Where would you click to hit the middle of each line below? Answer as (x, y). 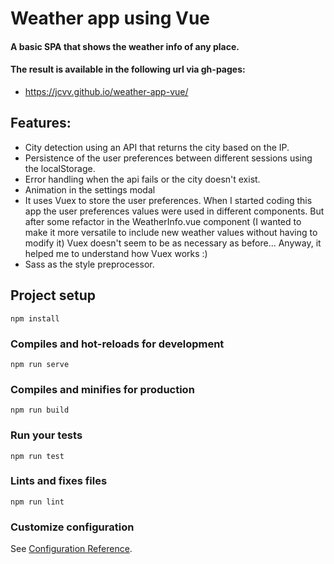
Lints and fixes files (59, 481)
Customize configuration (72, 527)
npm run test (37, 456)
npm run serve (40, 364)
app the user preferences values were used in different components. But (174, 211)
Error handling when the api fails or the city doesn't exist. (142, 179)
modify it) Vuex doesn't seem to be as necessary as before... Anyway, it (173, 243)
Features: (41, 123)
